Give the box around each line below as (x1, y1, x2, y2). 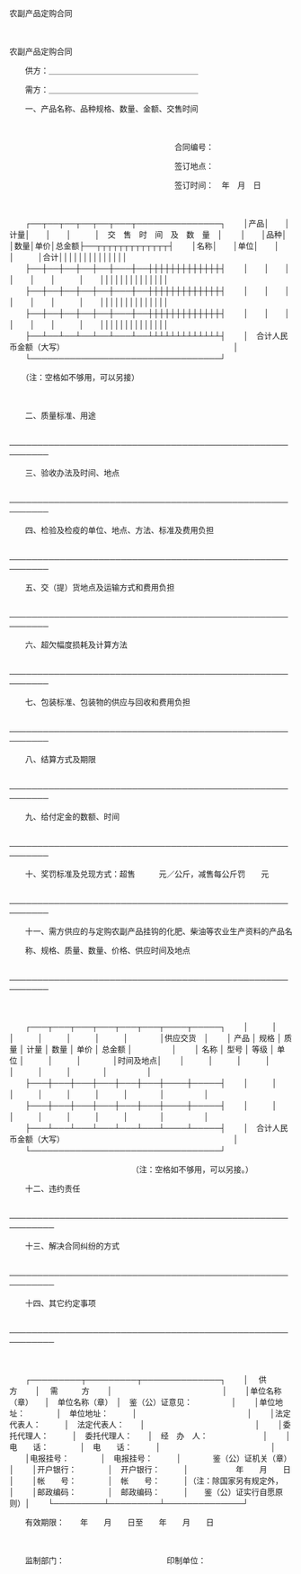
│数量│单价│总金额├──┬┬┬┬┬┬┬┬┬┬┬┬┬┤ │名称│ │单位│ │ (9, 241, 280, 251)
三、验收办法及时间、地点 (24, 467, 120, 478)
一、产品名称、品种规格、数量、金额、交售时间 (24, 103, 199, 114)
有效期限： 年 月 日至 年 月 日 (24, 1517, 214, 1527)
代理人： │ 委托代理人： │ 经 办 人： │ (16, 1430, 269, 1441)
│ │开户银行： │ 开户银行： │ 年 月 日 (9, 1464, 291, 1474)
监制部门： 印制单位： (24, 1555, 207, 1566)
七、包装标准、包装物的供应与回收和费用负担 (24, 697, 190, 707)
